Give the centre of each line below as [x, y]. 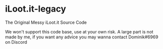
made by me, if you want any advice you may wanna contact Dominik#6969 [82, 37]
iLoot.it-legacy [35, 9]
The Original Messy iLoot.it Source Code [46, 22]
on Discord [16, 42]
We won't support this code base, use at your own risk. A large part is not [79, 32]
